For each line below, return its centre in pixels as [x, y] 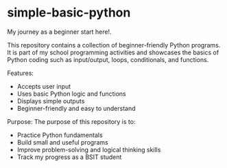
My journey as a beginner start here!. [59, 32]
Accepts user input [44, 86]
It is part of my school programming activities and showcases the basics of [113, 52]
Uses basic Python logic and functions [71, 94]
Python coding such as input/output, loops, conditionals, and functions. [108, 59]
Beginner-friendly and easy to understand [76, 108]
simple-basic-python [69, 13]
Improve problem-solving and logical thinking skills [89, 149]
